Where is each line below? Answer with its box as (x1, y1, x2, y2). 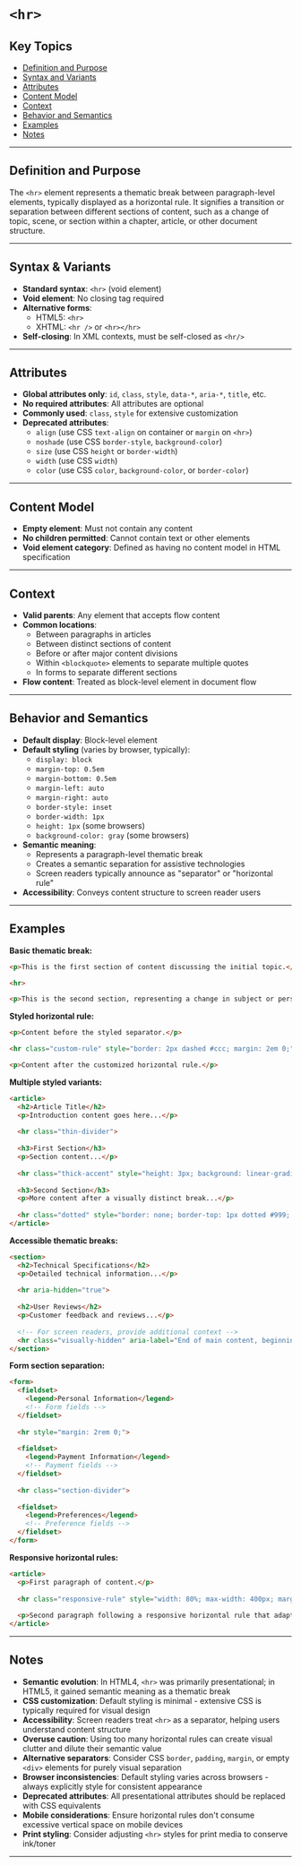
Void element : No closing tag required (21, 293, 164, 304)
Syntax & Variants (9, 260, 112, 275)
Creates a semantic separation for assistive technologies (35, 858, 245, 869)
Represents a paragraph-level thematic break (35, 848, 203, 859)
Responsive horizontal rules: (9, 1552, 119, 1562)
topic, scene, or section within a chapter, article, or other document (9, 215, 258, 226)
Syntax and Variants (21, 72, 97, 82)
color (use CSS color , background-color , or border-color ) (35, 465, 249, 476)
